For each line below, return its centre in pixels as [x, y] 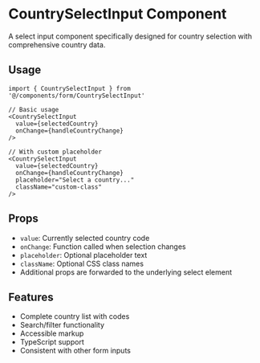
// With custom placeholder [55, 152]
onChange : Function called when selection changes [103, 247]
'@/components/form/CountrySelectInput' [77, 96]
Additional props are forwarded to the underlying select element [126, 272]
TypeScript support [52, 342]
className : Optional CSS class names [82, 263]
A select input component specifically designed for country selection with [130, 36]
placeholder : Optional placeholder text [83, 255]
